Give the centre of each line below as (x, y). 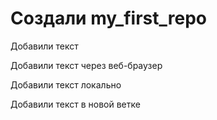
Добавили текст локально (66, 84)
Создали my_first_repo (108, 18)
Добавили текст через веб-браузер (86, 65)
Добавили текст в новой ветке (75, 104)
